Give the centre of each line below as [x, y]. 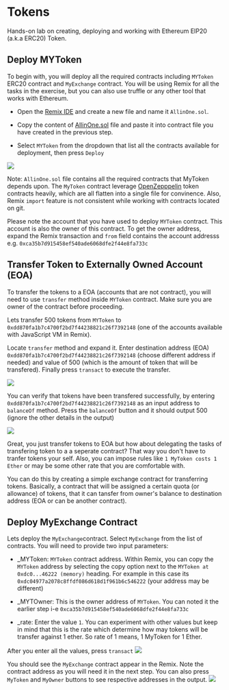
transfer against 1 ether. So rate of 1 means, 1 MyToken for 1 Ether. [110, 637]
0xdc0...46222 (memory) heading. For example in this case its [103, 574]
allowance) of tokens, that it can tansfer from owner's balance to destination [114, 493]
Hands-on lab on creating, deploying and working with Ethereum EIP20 [107, 31]
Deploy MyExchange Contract [72, 522]
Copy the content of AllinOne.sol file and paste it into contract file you [115, 125]
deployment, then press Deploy [60, 152]
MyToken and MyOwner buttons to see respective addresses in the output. [107, 680]
